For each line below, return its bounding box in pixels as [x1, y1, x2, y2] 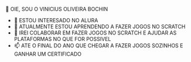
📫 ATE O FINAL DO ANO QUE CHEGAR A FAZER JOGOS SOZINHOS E [13, 42, 183, 49]
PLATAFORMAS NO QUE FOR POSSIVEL [13, 36, 111, 42]
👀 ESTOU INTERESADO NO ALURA [13, 17, 98, 23]
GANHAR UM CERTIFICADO [13, 50, 82, 57]
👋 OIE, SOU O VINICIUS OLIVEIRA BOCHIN [5, 6, 108, 12]
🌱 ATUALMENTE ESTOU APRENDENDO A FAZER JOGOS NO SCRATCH [13, 23, 186, 30]
